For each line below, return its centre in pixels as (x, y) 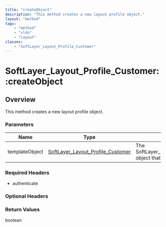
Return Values (22, 210)
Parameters (19, 124)
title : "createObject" (28, 10)
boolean (14, 220)
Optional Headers (27, 196)
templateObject (25, 151)
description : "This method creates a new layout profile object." (75, 14)
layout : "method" (23, 19)
